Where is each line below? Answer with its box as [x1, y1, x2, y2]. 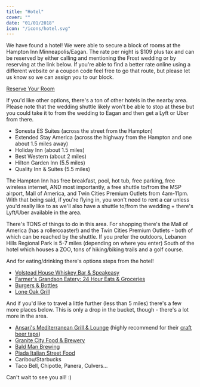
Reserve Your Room [6, 85, 55, 93]
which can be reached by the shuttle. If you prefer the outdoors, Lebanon [6, 233, 187, 240]
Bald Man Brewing [14, 343, 60, 351]
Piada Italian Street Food [14, 349, 76, 356]
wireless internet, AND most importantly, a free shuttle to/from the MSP [6, 184, 182, 191]
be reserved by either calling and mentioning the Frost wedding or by [6, 54, 176, 62]
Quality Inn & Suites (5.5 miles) [14, 166, 91, 173]
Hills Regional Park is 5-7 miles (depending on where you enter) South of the [6, 240, 195, 247]
